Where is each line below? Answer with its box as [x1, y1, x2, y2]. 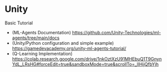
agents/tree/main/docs [12, 35, 60, 41]
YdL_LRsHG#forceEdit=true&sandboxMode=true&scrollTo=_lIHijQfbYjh [12, 61, 159, 67]
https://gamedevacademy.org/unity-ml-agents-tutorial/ [12, 45, 127, 51]
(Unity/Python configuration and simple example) [12, 40, 114, 46]
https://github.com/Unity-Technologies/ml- [72, 29, 161, 35]
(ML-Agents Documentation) [12, 29, 71, 35]
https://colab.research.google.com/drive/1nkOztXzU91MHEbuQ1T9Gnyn [12, 56, 162, 62]
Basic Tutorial [5, 20, 33, 26]
